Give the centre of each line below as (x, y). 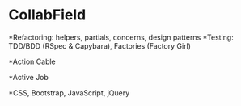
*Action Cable (32, 61)
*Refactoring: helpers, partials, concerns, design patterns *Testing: (121, 37)
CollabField (47, 15)
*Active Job (28, 77)
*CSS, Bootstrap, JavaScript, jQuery (69, 93)
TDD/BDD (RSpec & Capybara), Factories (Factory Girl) (100, 45)
